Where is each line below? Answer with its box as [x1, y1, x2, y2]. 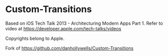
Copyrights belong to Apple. [5, 35, 65, 41]
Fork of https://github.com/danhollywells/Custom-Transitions [5, 45, 134, 51]
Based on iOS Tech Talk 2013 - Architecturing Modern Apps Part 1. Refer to [5, 20, 163, 26]
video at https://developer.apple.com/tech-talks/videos [5, 25, 122, 31]
